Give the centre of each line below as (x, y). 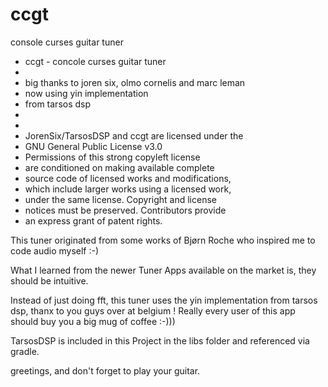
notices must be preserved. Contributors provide (125, 210)
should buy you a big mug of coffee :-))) (93, 321)
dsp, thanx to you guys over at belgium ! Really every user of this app (153, 310)
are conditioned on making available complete (119, 167)
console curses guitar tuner (67, 42)
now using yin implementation (86, 93)
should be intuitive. (49, 280)
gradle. (25, 351)
